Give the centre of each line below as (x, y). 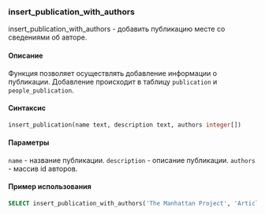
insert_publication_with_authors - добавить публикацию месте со (117, 29)
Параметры (29, 143)
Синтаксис (27, 108)
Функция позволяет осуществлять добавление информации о (113, 73)
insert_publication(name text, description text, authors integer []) (125, 125)
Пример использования (50, 187)
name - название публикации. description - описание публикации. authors (132, 160)
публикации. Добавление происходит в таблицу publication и (113, 81)
